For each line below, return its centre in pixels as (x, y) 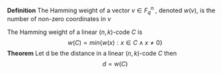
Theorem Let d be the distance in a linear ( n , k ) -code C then (92, 54)
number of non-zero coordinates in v (59, 19)
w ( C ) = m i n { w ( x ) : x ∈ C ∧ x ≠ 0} (115, 43)
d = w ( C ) (115, 64)
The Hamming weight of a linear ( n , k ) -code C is (75, 32)
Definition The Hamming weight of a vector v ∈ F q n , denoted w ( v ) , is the (111, 11)
